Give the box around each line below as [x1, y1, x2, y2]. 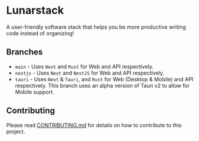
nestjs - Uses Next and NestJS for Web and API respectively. [14, 69, 165, 76]
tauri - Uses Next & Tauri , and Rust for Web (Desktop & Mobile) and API [14, 75, 194, 82]
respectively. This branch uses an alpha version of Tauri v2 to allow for [14, 82, 190, 89]
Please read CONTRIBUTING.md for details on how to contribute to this [6, 121, 182, 128]
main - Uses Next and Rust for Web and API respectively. [14, 63, 154, 70]
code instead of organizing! [6, 29, 74, 36]
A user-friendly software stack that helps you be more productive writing [6, 23, 186, 30]
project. [6, 128, 26, 135]
